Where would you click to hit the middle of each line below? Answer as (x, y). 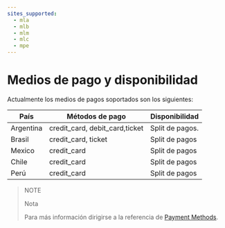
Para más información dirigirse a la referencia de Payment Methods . (121, 217)
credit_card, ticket (78, 139)
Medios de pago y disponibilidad (103, 80)
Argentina (27, 128)
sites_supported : (32, 14)
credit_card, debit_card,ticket (96, 128)
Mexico (22, 150)
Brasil (20, 139)
